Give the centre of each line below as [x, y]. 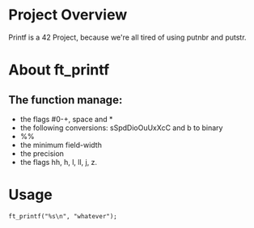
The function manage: [66, 100]
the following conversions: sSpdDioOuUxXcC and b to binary [121, 128]
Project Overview [68, 15]
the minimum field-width [61, 145]
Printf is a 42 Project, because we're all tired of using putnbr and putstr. [127, 37]
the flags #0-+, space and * [66, 119]
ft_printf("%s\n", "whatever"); [63, 216]
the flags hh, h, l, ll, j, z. [59, 162]
